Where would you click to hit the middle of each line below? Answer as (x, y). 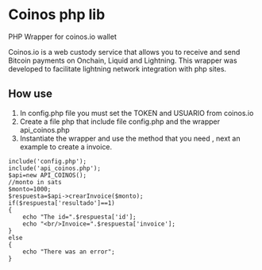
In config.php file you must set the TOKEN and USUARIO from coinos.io (137, 113)
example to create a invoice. (66, 147)
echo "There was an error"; (69, 252)
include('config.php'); (48, 161)
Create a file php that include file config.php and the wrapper (120, 121)
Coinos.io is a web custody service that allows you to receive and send (124, 52)
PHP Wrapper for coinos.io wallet (62, 37)
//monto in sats (35, 182)
